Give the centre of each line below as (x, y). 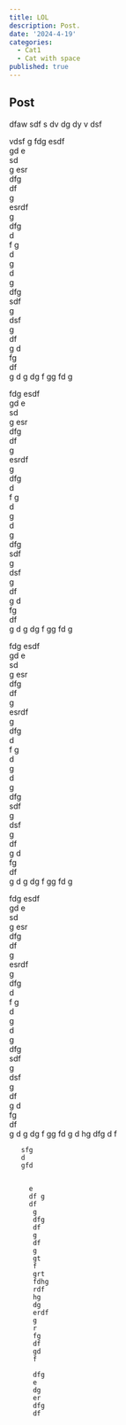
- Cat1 (29, 50)
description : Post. (45, 26)
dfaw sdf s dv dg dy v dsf (56, 124)
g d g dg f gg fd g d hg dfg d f (63, 1134)
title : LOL (29, 17)
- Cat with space (49, 58)
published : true (39, 67)
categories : (31, 42)
